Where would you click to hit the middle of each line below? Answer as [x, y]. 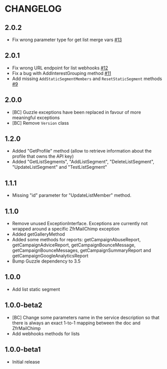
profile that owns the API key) [43, 156]
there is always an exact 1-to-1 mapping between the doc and [76, 323]
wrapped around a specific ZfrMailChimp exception [66, 229]
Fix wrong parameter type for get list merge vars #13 [67, 40]
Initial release [26, 362]
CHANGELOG [33, 9]
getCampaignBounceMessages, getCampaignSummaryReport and [81, 250]
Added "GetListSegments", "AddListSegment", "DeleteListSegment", [83, 162]
